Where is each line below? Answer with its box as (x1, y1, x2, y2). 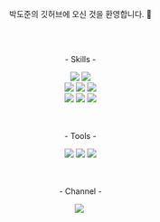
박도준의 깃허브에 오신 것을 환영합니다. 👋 (9, 9, 152, 19)
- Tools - (63, 131, 98, 141)
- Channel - (59, 186, 102, 197)
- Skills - (64, 54, 97, 64)
